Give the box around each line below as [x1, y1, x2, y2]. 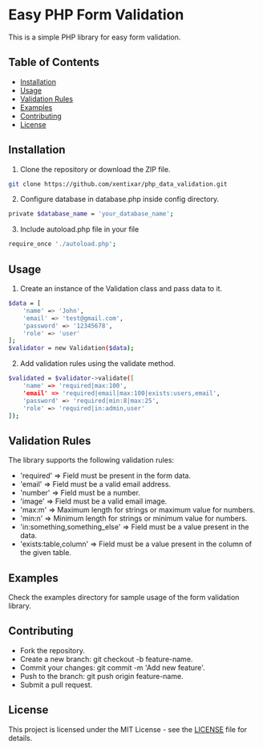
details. [8, 733, 33, 743]
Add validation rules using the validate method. [19, 359, 176, 368]
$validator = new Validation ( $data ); [8, 344, 135, 352]
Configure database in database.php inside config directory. [19, 195, 219, 204]
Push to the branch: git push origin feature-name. [19, 671, 184, 681]
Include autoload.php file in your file [19, 224, 140, 234]
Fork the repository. [19, 645, 86, 655]
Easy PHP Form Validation [8, 6, 184, 24]
